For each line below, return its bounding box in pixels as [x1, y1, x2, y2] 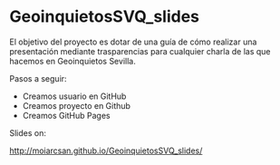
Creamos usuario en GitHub [22, 91, 127, 102]
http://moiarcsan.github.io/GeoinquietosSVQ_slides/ [9, 145, 203, 156]
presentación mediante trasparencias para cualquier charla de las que [9, 45, 271, 56]
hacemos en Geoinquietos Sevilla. [9, 55, 136, 66]
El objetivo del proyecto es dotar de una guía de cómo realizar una [9, 36, 257, 47]
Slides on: [9, 127, 47, 138]
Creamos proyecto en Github [22, 100, 131, 111]
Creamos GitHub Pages [22, 110, 111, 121]
